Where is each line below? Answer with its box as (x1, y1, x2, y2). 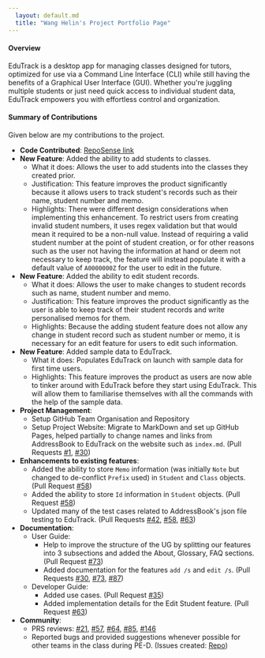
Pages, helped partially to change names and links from (31, 431, 213, 440)
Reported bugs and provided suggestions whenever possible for (31, 632, 241, 641)
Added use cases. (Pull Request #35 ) (43, 590, 164, 600)
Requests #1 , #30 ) (31, 447, 91, 457)
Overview (8, 43, 41, 53)
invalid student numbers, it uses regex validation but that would (31, 220, 238, 230)
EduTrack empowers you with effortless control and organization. (8, 94, 221, 103)
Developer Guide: (31, 581, 88, 591)
